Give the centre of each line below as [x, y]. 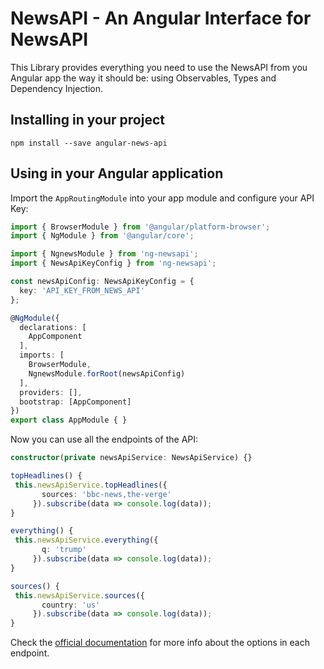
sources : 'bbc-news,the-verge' [106, 494]
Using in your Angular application [117, 173]
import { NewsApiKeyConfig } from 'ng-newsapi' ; [113, 263]
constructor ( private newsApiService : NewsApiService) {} [131, 458]
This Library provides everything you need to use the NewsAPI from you [159, 67]
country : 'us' [71, 605]
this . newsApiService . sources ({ [79, 595]
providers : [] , [51, 392]
